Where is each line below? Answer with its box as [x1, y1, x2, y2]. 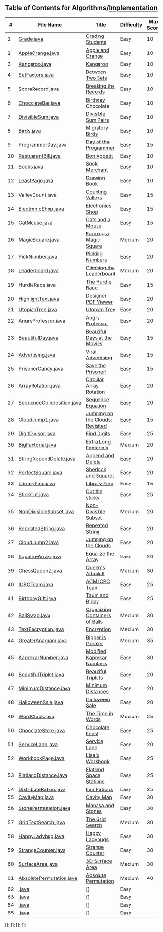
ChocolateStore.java [18, 727, 65, 734]
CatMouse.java [18, 219, 53, 226]
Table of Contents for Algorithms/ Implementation [5, 4, 158, 12]
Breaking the [85, 82, 115, 89]
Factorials [85, 444, 109, 451]
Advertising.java [18, 351, 56, 358]
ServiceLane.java [18, 741, 58, 748]
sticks [85, 494, 99, 501]
